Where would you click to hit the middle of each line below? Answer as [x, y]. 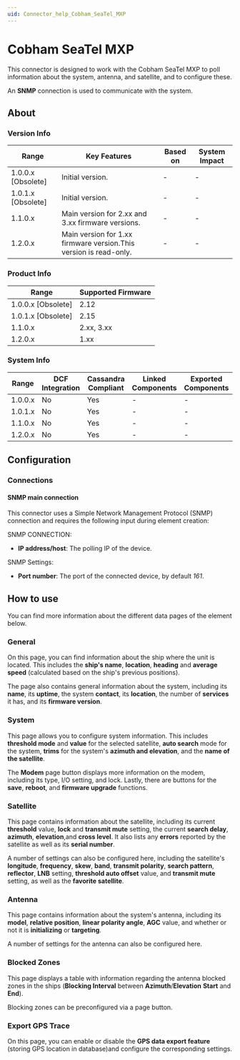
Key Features [109, 156]
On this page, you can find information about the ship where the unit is [111, 657]
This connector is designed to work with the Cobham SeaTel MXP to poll [114, 69]
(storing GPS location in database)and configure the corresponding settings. [120, 1049]
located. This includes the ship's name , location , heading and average [112, 665]
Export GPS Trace [39, 1026]
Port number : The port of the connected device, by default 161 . [111, 576]
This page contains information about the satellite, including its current [111, 821]
